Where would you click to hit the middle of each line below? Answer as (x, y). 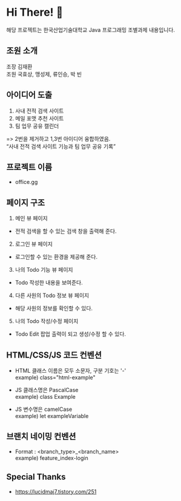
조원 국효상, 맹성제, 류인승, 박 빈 (44, 74)
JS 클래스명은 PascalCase (47, 390)
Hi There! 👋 (35, 12)
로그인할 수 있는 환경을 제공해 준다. (56, 257)
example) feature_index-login (52, 458)
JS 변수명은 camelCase (44, 409)
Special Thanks (36, 477)
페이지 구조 (26, 202)
